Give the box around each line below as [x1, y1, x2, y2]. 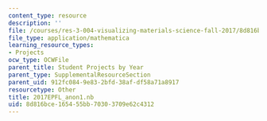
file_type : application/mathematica [8, 33, 130, 42]
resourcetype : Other [8, 85, 77, 94]
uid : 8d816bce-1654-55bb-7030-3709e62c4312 [8, 100, 155, 108]
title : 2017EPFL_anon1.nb [8, 93, 94, 101]
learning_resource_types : [8, 41, 94, 49]
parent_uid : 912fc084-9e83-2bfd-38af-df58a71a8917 [8, 78, 180, 86]
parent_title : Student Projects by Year [8, 64, 145, 72]
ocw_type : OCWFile [8, 57, 69, 64]
